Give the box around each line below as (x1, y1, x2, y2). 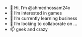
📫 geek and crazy (9, 26, 48, 32)
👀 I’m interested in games (9, 10, 62, 16)
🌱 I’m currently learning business (9, 15, 78, 21)
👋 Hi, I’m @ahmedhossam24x (9, 5, 71, 10)
